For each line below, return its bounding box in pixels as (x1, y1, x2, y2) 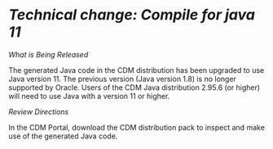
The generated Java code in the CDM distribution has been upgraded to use (8, 65, 265, 74)
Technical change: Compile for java (8, 6, 255, 24)
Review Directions (8, 107, 69, 117)
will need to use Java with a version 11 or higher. (8, 91, 170, 100)
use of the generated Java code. (8, 131, 118, 141)
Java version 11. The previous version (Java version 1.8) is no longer (8, 74, 236, 83)
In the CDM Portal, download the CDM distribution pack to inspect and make (8, 122, 265, 132)
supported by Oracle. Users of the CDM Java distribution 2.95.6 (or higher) (8, 83, 261, 92)
